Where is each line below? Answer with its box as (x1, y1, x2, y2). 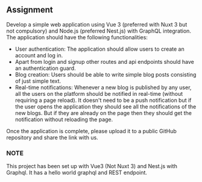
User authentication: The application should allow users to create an (14, 45, 185, 52)
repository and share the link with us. (6, 134, 98, 141)
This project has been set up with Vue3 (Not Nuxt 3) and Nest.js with (6, 163, 178, 170)
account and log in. (14, 51, 63, 59)
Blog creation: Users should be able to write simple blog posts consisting (14, 71, 197, 78)
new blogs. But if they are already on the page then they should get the (14, 109, 192, 116)
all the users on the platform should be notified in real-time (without (14, 90, 183, 97)
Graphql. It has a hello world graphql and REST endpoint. (6, 169, 148, 177)
